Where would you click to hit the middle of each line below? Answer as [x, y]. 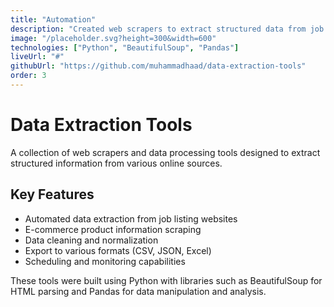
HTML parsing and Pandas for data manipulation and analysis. [138, 291]
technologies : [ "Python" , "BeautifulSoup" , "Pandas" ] [125, 47]
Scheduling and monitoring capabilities [105, 261]
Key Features [52, 194]
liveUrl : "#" [37, 57]
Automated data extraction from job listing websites [131, 218]
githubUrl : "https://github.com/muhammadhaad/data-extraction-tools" [158, 66]
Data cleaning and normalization [91, 240]
